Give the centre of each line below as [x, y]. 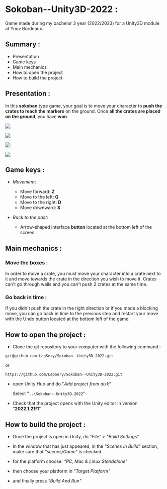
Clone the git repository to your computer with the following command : [87, 347]
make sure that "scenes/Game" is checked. [58, 451]
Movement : [24, 182]
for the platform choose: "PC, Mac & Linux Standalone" [70, 461]
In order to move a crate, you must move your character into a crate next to [83, 274]
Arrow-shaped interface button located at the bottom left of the [86, 227]
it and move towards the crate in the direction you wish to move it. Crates [81, 279]
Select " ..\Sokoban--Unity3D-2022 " [49, 394]
